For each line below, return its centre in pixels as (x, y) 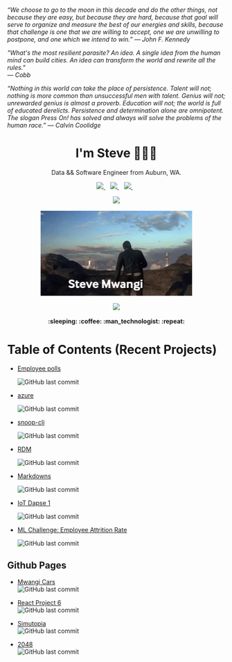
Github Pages (37, 565)
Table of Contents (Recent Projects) (112, 349)
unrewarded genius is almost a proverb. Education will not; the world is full (114, 103)
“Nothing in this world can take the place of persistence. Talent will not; (109, 88)
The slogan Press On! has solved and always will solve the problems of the (114, 117)
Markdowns (34, 476)
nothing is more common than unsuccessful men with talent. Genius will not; (116, 95)
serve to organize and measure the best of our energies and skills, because (115, 24)
